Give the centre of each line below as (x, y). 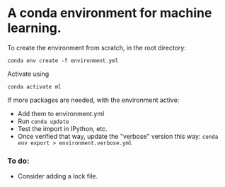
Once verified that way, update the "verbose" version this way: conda (118, 136)
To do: (18, 161)
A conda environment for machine (110, 13)
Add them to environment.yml (61, 113)
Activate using (28, 74)
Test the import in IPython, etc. (62, 128)
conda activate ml (34, 86)
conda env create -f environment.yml (63, 61)
